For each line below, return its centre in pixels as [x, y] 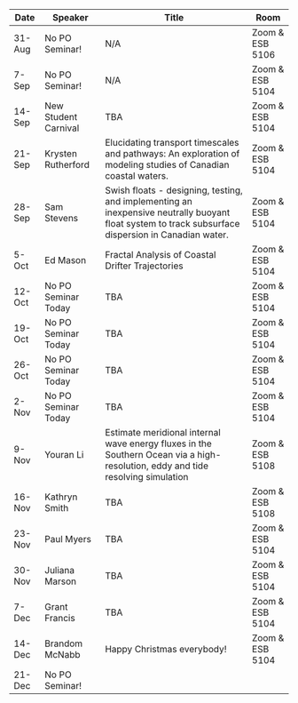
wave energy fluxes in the [159, 443]
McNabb [62, 655]
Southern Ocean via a [150, 455]
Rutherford [67, 165]
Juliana [59, 570]
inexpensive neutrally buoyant [168, 212]
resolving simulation [147, 477]
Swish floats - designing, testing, [174, 190]
